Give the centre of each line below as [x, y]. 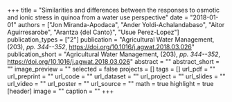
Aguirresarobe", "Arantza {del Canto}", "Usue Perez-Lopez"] [93, 32]
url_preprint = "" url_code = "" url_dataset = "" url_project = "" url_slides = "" [116, 76]
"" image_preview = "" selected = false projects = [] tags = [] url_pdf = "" [111, 69]
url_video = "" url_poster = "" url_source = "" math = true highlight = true [110, 84]
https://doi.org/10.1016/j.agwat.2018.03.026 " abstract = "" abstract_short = [114, 61]
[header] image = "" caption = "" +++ [61, 91]
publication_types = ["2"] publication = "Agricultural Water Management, [111, 40]
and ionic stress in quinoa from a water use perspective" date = [98, 17]
